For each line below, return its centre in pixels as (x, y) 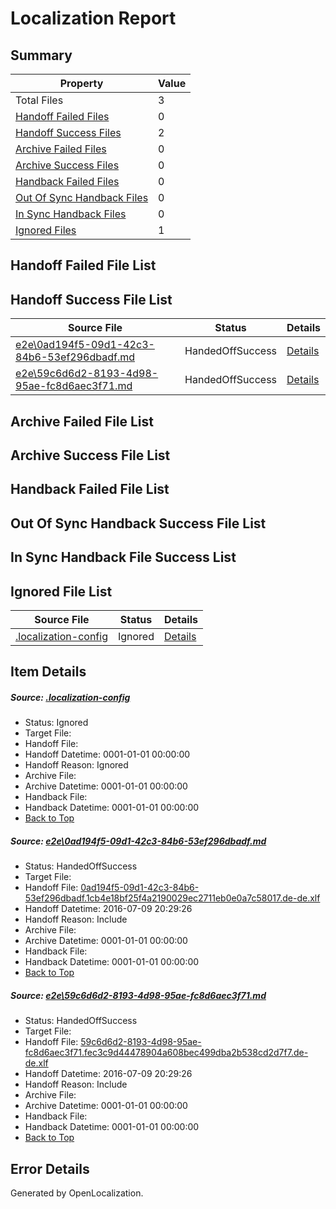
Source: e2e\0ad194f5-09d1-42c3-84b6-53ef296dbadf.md (138, 841)
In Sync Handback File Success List (123, 557)
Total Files (39, 100)
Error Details (50, 1168)
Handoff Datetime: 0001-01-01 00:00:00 (107, 754)
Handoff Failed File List (83, 265)
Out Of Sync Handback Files (82, 197)
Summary (41, 55)
